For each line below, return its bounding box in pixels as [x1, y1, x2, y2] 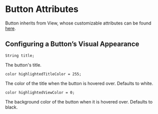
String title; [5, 53, 35, 58]
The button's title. [5, 61, 41, 68]
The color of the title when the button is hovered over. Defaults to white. [5, 80, 153, 86]
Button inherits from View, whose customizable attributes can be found [5, 20, 151, 26]
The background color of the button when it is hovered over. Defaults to [5, 98, 153, 104]
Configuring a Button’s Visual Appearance [5, 40, 139, 48]
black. [5, 104, 18, 110]
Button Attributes [5, 3, 79, 15]
